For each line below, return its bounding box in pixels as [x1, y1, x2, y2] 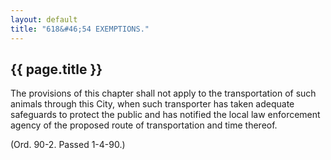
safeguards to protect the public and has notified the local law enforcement [10, 109, 321, 121]
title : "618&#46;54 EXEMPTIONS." [10, 24, 150, 34]
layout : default [10, 14, 78, 25]
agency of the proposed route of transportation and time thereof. [10, 119, 278, 131]
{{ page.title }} [10, 61, 103, 78]
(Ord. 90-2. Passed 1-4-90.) [10, 139, 126, 151]
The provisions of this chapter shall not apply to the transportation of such [10, 87, 317, 100]
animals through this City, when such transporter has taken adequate [10, 98, 295, 110]
